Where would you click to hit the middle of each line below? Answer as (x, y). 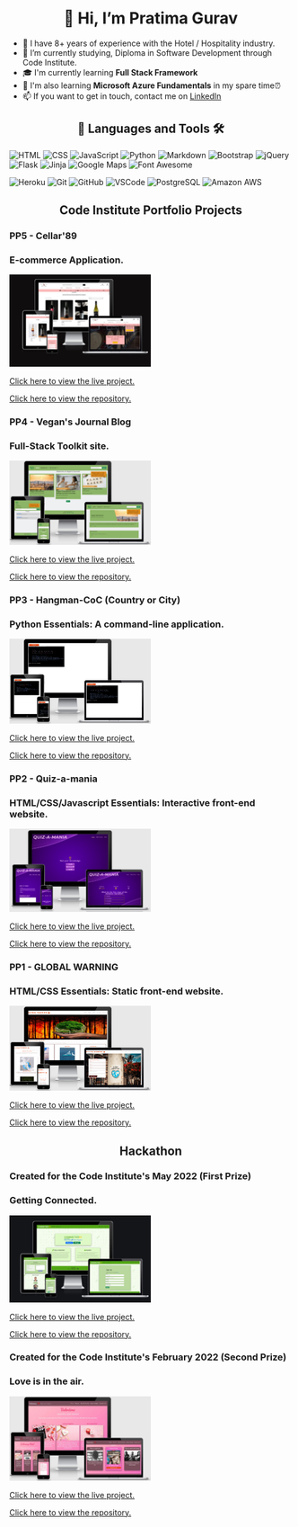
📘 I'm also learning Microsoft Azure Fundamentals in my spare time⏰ (151, 85)
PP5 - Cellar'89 (44, 236)
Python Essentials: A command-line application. (117, 624)
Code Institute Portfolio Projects (151, 210)
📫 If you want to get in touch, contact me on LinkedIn (122, 96)
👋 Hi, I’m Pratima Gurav (151, 18)
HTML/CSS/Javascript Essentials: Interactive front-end (132, 802)
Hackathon (151, 1151)
